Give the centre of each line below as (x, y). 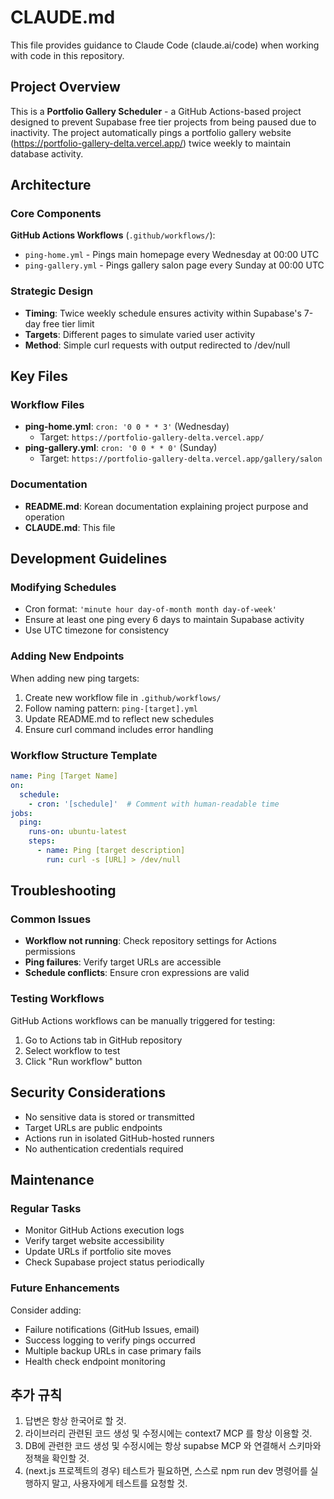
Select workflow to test (72, 1050)
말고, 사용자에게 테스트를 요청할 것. (119, 1483)
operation (44, 517)
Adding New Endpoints (67, 656)
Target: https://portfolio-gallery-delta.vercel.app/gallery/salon (181, 458)
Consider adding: (46, 1310)
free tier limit (68, 323)
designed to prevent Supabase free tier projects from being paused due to (163, 122)
